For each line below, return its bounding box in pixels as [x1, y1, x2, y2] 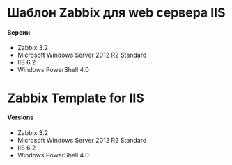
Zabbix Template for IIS [7, 90, 144, 105]
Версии [7, 28, 31, 36]
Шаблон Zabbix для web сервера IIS [7, 5, 226, 21]
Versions [7, 113, 34, 122]
